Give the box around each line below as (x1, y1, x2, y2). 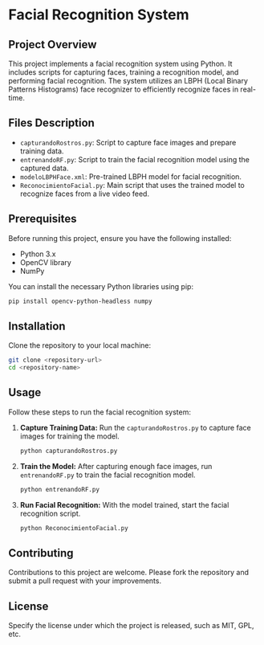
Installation (8, 319, 66, 333)
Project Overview (8, 38, 97, 51)
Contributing (8, 546, 74, 560)
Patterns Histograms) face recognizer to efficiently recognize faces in (8, 84, 239, 94)
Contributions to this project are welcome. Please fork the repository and (8, 568, 250, 578)
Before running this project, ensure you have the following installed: (8, 233, 232, 243)
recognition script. (19, 508, 81, 518)
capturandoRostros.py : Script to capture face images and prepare (19, 137, 237, 147)
